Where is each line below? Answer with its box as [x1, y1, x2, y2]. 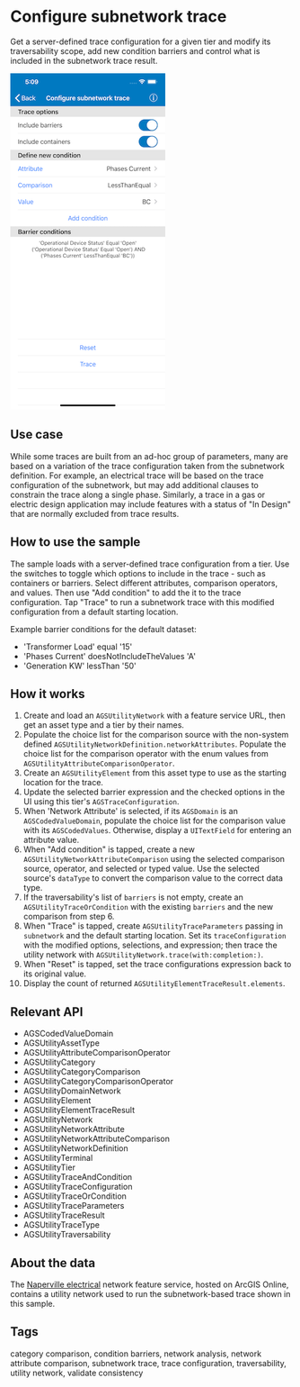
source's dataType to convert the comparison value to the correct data [22, 873, 284, 884]
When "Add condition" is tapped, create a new [22, 844, 196, 855]
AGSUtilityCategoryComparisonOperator [22, 1076, 174, 1087]
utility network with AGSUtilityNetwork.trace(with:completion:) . [22, 949, 264, 960]
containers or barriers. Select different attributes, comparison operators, [10, 577, 278, 588]
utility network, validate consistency [10, 1367, 144, 1378]
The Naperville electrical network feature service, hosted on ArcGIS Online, [10, 1279, 289, 1290]
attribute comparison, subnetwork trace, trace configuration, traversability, [10, 1357, 287, 1368]
